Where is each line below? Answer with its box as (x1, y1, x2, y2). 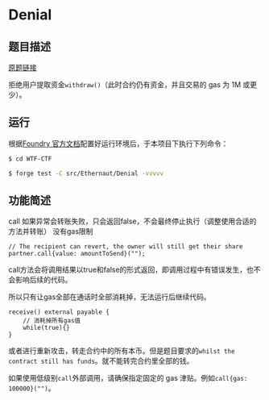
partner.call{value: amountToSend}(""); (8, 250, 147, 258)
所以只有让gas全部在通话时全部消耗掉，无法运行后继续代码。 (8, 292, 211, 302)
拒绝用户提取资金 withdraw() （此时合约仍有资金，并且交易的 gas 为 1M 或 (8, 80, 250, 90)
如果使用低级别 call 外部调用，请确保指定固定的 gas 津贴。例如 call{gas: (8, 373, 248, 383)
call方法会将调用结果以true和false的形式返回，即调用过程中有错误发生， (8, 265, 247, 275)
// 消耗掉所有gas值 (23, 317, 81, 325)
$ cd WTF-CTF (8, 155, 52, 163)
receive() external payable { (8, 308, 110, 316)
